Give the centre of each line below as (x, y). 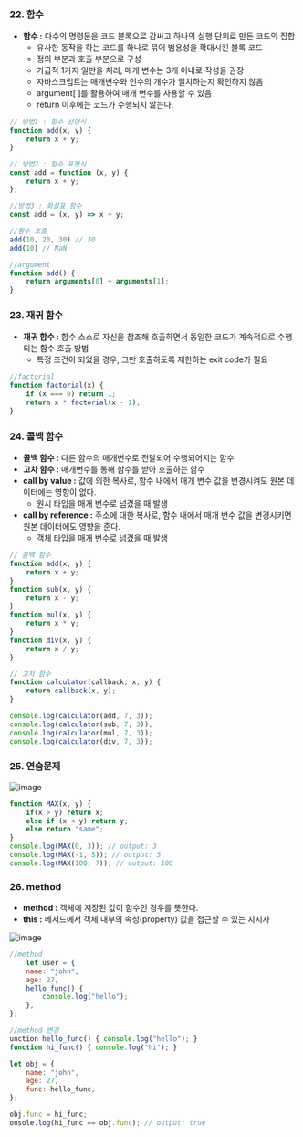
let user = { (51, 962)
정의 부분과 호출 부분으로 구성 (89, 59)
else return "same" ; (65, 830)
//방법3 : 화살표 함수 (46, 206)
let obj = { (32, 1064)
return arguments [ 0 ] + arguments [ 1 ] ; (98, 282)
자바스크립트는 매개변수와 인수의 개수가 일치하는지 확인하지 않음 (150, 82)
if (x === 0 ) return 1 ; (71, 394)
